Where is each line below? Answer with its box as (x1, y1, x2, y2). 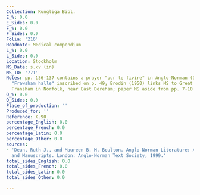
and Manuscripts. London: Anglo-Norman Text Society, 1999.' (11, 152, 167, 158)
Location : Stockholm (6, 58, 58, 64)
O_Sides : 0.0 (6, 97, 39, 103)
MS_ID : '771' (6, 70, 39, 76)
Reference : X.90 (6, 114, 46, 119)
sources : (6, 141, 28, 147)
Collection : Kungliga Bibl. (6, 8, 76, 15)
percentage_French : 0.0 (6, 125, 65, 131)
